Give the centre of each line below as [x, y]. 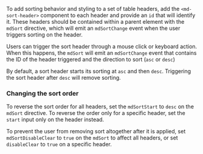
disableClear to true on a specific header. [59, 144]
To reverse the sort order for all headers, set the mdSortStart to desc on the [100, 107]
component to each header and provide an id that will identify [118, 15]
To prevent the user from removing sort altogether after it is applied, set [96, 131]
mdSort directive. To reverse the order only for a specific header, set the [96, 113]
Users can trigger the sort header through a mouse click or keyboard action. [102, 46]
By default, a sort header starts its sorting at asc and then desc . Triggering [99, 71]
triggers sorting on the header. [45, 35]
